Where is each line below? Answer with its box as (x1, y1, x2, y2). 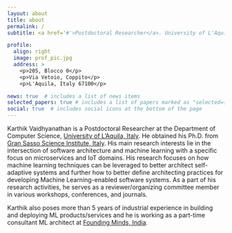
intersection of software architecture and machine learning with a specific (7, 146, 217, 154)
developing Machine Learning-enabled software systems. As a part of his (7, 176, 216, 183)
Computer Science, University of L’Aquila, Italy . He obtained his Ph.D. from (7, 132, 219, 140)
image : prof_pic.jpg (13, 54, 72, 62)
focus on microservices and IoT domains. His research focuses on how (7, 154, 209, 162)
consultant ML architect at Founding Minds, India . (7, 219, 148, 226)
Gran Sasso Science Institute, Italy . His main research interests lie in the (7, 139, 211, 147)
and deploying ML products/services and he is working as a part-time (7, 211, 206, 219)
